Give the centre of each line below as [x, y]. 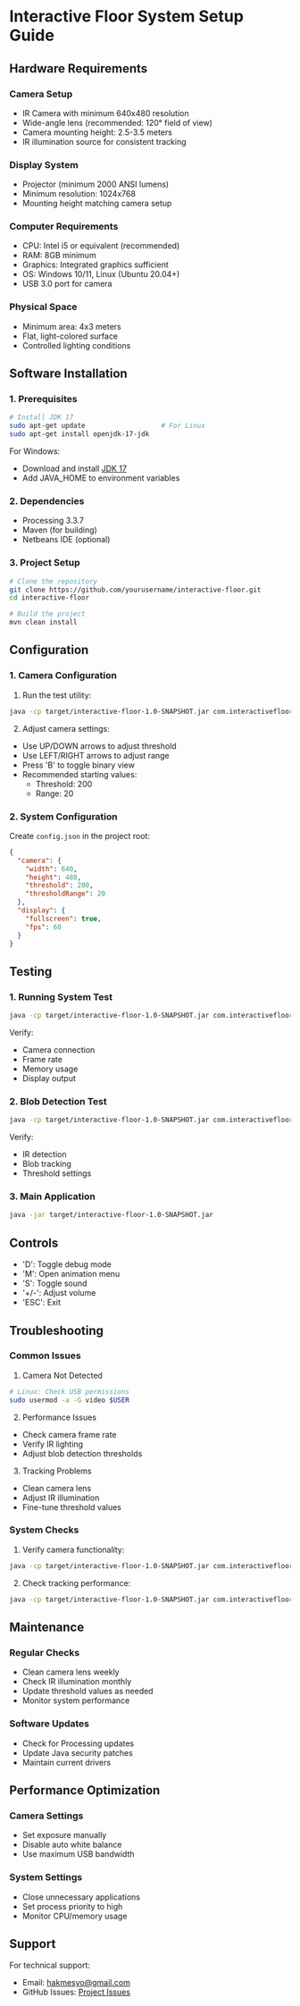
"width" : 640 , [51, 869]
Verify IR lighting [52, 1444]
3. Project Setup [45, 563]
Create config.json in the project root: [79, 835]
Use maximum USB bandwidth [79, 1854]
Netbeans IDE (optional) [66, 540]
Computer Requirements [64, 227]
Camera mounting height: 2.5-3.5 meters [97, 132]
